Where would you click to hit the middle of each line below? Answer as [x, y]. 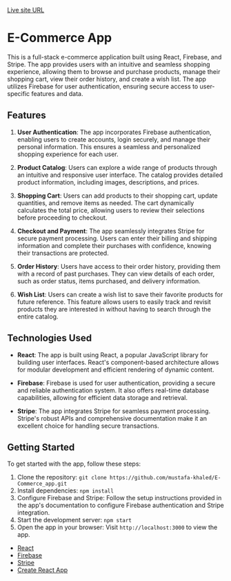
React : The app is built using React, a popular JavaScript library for [113, 354]
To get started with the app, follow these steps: [74, 464]
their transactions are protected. [63, 253]
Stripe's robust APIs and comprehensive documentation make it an [112, 418]
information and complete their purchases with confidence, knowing [114, 245]
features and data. [57, 93]
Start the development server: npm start [74, 520]
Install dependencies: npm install [65, 490]
